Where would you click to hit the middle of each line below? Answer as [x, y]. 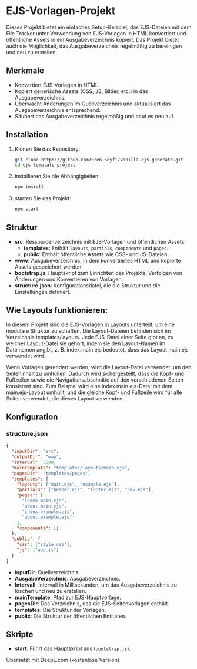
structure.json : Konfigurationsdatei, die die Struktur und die [87, 285]
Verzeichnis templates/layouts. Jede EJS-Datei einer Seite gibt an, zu [90, 337]
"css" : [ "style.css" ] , [44, 545]
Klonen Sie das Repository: [47, 149]
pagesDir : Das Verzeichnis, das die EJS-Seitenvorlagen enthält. [92, 603]
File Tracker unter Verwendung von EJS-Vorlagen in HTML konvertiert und [96, 33]
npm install [29, 187]
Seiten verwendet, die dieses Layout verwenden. [65, 398]
